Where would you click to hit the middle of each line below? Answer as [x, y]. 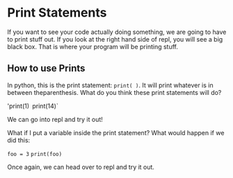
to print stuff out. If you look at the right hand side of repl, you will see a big [115, 39]
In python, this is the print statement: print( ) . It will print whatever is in [110, 85]
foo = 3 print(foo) [35, 154]
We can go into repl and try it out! [55, 119]
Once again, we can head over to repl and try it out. [81, 167]
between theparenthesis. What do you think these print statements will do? [114, 92]
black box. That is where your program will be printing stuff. [93, 46]
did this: [19, 140]
